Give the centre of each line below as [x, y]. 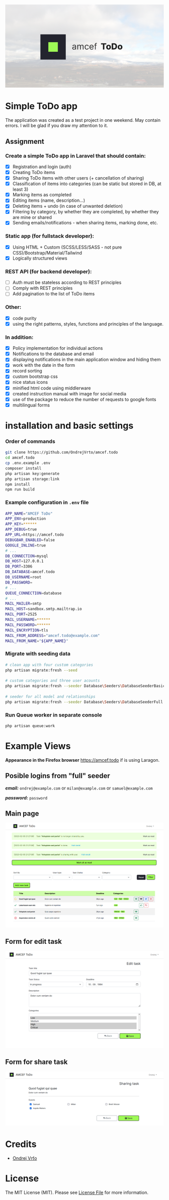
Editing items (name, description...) [49, 200]
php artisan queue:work [30, 726]
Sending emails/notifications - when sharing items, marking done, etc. [85, 223]
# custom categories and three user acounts [53, 681]
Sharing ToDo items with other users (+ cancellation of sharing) [78, 178]
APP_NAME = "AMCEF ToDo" [29, 513]
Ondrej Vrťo [25, 1158]
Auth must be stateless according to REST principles [67, 283]
